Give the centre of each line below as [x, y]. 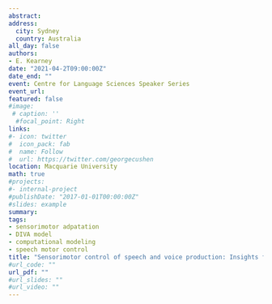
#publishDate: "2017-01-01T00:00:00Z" [74, 197]
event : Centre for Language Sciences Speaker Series [99, 83]
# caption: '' [36, 114]
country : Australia [49, 39]
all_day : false [34, 46]
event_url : [27, 91]
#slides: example [38, 204]
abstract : [25, 16]
